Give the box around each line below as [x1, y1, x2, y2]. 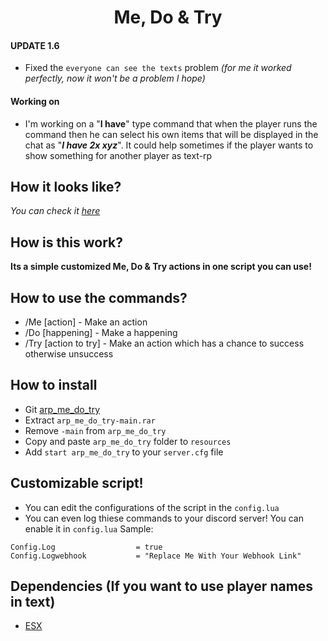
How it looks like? [10, 178, 122, 195]
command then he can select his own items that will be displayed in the [24, 128, 319, 140]
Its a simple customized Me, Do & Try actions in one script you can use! [10, 261, 312, 273]
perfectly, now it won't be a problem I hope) [24, 72, 206, 85]
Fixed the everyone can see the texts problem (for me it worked [24, 62, 292, 74]
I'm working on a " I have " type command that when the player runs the [24, 117, 318, 130]
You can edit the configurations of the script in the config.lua [24, 501, 280, 513]
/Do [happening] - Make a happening [24, 327, 178, 339]
